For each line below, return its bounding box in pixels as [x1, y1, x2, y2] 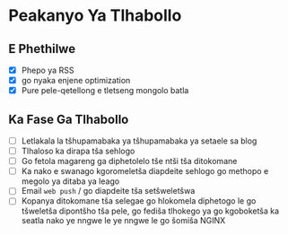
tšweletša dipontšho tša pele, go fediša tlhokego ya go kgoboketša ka [21, 205, 280, 216]
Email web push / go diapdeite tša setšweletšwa [21, 186, 196, 196]
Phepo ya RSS [21, 65, 74, 75]
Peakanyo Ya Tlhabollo [8, 5, 182, 26]
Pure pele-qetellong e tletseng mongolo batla [21, 85, 189, 96]
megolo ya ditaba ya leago [21, 176, 120, 187]
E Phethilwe [8, 41, 76, 57]
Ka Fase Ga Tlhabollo [8, 111, 129, 126]
